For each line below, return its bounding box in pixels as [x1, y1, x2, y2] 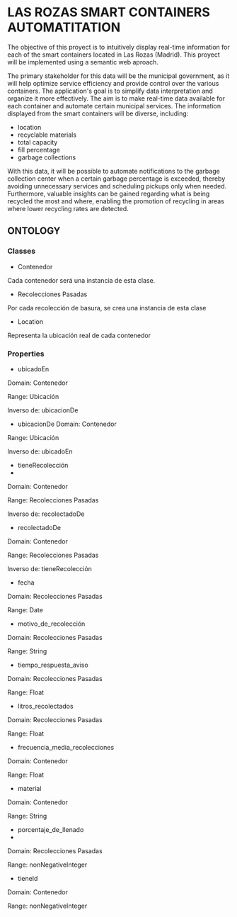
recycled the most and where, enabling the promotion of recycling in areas [7, 196, 225, 206]
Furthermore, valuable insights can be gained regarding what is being [7, 189, 210, 198]
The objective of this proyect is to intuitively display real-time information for [7, 43, 230, 51]
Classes [7, 246, 36, 256]
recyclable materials [17, 130, 76, 139]
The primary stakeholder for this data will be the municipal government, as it [7, 72, 230, 80]
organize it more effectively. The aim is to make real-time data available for [7, 94, 225, 103]
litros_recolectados [17, 702, 74, 710]
